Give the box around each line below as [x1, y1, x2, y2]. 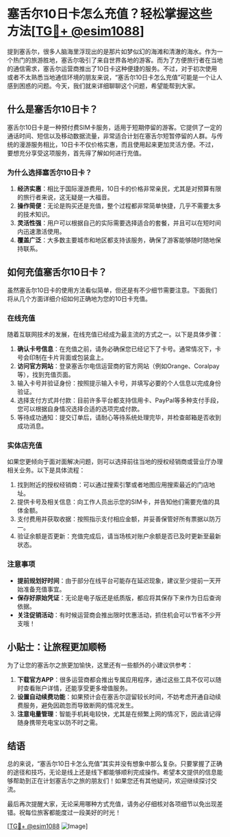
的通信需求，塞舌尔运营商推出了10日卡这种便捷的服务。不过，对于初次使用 [7, 64, 218, 73]
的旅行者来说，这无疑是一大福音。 [16, 193, 114, 202]
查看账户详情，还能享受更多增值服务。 [23, 683, 131, 692]
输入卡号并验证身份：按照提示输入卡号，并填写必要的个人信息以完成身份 [16, 379, 221, 387]
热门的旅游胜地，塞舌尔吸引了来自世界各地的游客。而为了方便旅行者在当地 [12, 56, 223, 64]
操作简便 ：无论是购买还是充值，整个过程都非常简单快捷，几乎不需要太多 [16, 202, 221, 210]
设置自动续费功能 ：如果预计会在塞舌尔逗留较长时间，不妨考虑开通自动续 [16, 692, 221, 701]
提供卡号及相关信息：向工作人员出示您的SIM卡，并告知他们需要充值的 [16, 498, 214, 506]
